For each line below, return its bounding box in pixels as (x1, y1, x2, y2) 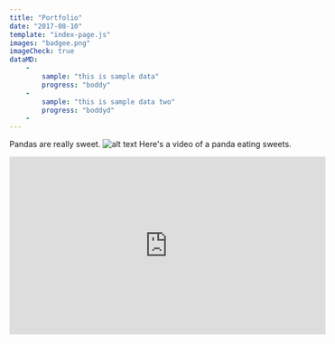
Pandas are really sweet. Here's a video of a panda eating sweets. (9, 139, 292, 150)
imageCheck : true (9, 47, 75, 56)
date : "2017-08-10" (9, 22, 83, 31)
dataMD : (9, 55, 39, 64)
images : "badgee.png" (9, 38, 91, 48)
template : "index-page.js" (9, 30, 111, 39)
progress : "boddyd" (42, 106, 116, 115)
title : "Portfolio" (9, 13, 83, 23)
